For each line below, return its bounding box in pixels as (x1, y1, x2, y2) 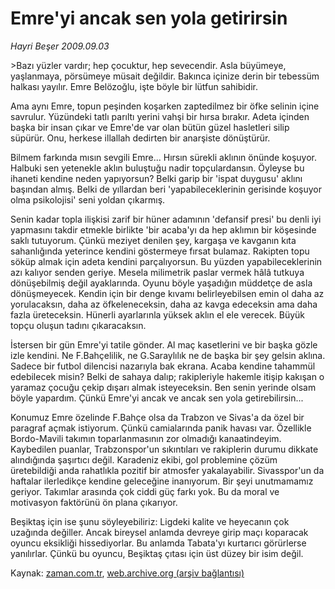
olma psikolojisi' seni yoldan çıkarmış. (10, 193, 166, 206)
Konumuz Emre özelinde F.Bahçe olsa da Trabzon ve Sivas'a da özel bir (10, 411, 305, 423)
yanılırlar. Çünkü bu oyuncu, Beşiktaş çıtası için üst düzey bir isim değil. (10, 547, 304, 559)
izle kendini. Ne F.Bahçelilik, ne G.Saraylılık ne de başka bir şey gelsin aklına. (10, 349, 326, 361)
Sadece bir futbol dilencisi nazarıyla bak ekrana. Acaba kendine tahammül (10, 360, 316, 372)
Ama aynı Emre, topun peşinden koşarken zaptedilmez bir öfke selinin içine (10, 100, 320, 112)
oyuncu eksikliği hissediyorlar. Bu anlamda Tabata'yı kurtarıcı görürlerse (10, 537, 307, 549)
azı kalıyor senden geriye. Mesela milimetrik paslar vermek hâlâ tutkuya (10, 266, 305, 278)
